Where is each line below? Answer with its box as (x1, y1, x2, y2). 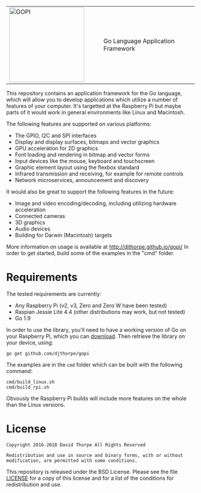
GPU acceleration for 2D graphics (14, 145, 99, 152)
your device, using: (6, 338, 54, 346)
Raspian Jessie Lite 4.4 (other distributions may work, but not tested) (14, 308, 185, 315)
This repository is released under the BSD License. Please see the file (6, 468, 178, 475)
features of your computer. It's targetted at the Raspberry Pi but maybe (6, 102, 181, 110)
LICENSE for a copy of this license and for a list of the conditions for (6, 474, 174, 482)
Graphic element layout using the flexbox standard (14, 164, 139, 171)
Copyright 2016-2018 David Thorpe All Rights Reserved (6, 441, 146, 448)
